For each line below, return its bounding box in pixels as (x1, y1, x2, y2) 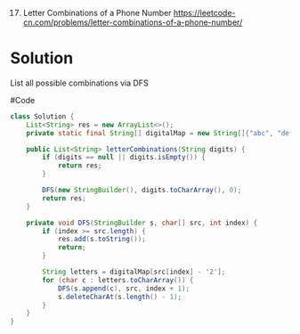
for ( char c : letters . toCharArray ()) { (42, 275, 194, 284)
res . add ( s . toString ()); (57, 235, 146, 244)
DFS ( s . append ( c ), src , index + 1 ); (57, 284, 191, 293)
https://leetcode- (173, 8, 236, 18)
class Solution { (10, 111, 75, 121)
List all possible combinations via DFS (10, 77, 150, 88)
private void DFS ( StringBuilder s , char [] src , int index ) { (26, 218, 258, 227)
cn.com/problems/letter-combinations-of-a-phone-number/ (22, 17, 243, 28)
